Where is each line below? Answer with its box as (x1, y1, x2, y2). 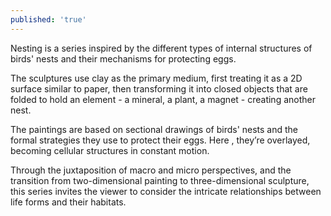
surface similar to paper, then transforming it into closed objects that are (10, 82, 308, 95)
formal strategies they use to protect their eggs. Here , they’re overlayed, (10, 134, 311, 146)
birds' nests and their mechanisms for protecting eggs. (10, 52, 237, 65)
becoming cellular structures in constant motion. (10, 144, 210, 156)
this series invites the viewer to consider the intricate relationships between (10, 185, 322, 197)
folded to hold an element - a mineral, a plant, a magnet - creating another (10, 93, 316, 105)
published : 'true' (10, 14, 87, 25)
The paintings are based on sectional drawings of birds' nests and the (10, 123, 299, 135)
